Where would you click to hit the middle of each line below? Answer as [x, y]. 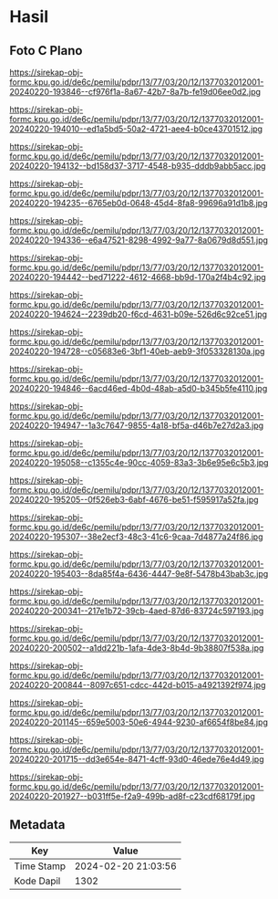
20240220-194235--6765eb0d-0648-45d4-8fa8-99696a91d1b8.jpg [139, 203]
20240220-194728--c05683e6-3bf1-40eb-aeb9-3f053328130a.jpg [137, 351]
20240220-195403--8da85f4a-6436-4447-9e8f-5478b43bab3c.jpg [139, 574]
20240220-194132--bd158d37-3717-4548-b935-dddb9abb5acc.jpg [138, 166]
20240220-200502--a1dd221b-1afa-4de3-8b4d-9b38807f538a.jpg [137, 648]
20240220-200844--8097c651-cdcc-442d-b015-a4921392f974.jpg [138, 685]
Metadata [37, 825]
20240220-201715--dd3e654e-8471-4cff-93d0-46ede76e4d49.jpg [137, 759]
